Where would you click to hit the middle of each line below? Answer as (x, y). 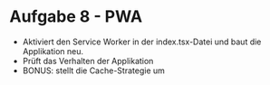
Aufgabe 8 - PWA (76, 17)
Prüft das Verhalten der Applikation (88, 61)
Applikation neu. (53, 51)
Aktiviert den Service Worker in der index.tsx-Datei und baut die (142, 42)
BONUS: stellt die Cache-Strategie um (94, 71)
